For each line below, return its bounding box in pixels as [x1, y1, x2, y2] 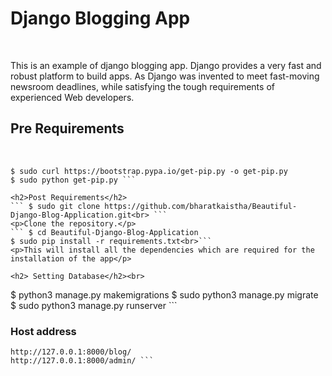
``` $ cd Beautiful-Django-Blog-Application [10, 227, 199, 237]
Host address [10, 324, 77, 338]
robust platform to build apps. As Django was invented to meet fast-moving [10, 70, 320, 82]
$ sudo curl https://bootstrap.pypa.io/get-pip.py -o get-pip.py [10, 166, 288, 176]
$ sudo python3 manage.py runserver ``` [10, 299, 178, 311]
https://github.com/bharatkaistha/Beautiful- [104, 201, 298, 211]
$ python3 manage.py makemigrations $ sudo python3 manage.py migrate [10, 288, 319, 301]
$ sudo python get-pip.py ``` [10, 175, 137, 185]
